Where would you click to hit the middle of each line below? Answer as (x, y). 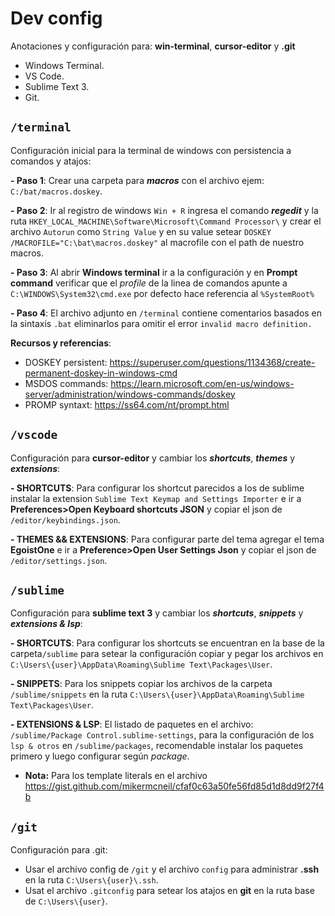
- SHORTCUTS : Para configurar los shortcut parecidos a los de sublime (157, 488)
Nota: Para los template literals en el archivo (116, 776)
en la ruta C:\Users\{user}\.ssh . (91, 880)
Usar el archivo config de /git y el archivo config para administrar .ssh (172, 869)
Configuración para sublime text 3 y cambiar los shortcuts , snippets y (157, 613)
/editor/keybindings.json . (65, 519)
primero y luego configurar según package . (100, 756)
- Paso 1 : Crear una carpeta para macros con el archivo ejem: (137, 180)
